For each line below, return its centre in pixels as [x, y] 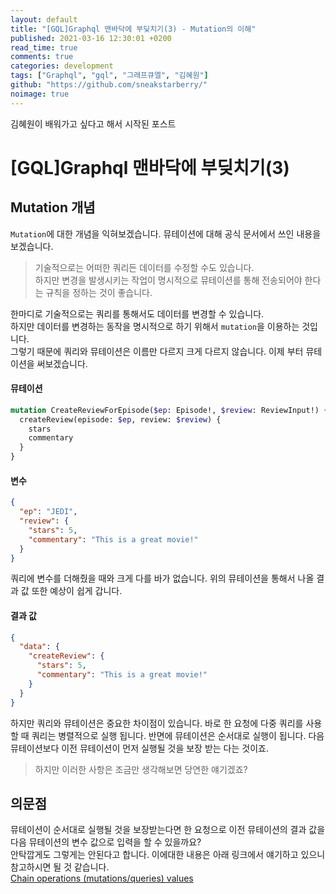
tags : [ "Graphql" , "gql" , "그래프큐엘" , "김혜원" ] [109, 76]
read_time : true [44, 47]
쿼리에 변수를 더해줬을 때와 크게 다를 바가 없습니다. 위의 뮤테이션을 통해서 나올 [162, 578]
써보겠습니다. [62, 363]
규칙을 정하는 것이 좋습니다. [99, 292]
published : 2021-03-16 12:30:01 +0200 [91, 38]
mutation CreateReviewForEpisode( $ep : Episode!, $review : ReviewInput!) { [169, 410]
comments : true [42, 57]
